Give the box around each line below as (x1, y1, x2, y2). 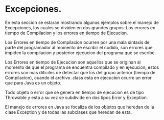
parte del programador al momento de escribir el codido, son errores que (5, 44, 153, 50)
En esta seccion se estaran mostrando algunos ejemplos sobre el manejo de (5, 20, 159, 25)
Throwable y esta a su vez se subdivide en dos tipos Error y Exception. (5, 94, 148, 100)
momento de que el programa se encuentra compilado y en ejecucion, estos (5, 64, 159, 70)
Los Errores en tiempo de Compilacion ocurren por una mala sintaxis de (5, 39, 150, 45)
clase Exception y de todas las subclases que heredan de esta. (5, 109, 132, 115)
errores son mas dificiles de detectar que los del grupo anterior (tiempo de (5, 69, 156, 75)
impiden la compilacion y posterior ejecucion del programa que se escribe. (5, 50, 156, 56)
